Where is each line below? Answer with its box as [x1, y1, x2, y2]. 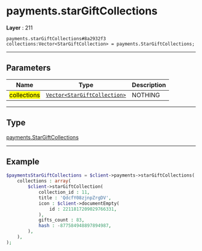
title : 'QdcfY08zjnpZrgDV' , [38, 195, 112, 201]
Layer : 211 [6, 24, 33, 31]
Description [132, 80, 167, 89]
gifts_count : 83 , [38, 217, 85, 223]
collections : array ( [17, 178, 71, 184]
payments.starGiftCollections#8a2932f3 [6, 35, 106, 41]
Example [6, 156, 40, 166]
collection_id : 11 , [38, 189, 90, 195]
